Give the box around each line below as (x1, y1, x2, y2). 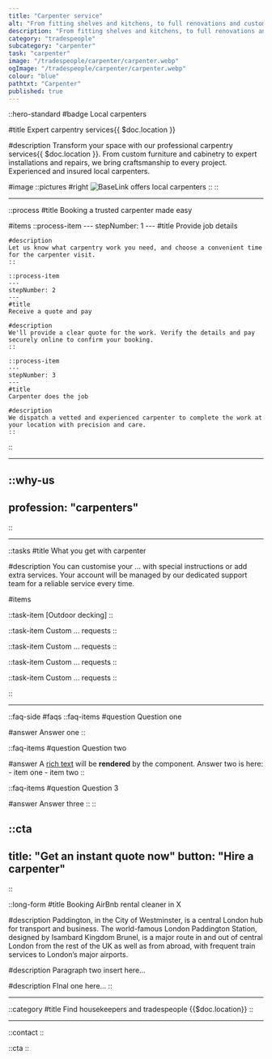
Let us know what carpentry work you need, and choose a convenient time (8, 244, 263, 252)
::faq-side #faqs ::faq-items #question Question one (8, 712, 182, 721)
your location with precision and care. (8, 421, 147, 429)
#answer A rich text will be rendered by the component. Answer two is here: (8, 759, 264, 768)
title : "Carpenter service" (8, 11, 104, 20)
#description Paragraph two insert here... (8, 965, 146, 975)
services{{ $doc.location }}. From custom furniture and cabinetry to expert (8, 149, 257, 159)
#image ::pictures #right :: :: (8, 182, 219, 192)
